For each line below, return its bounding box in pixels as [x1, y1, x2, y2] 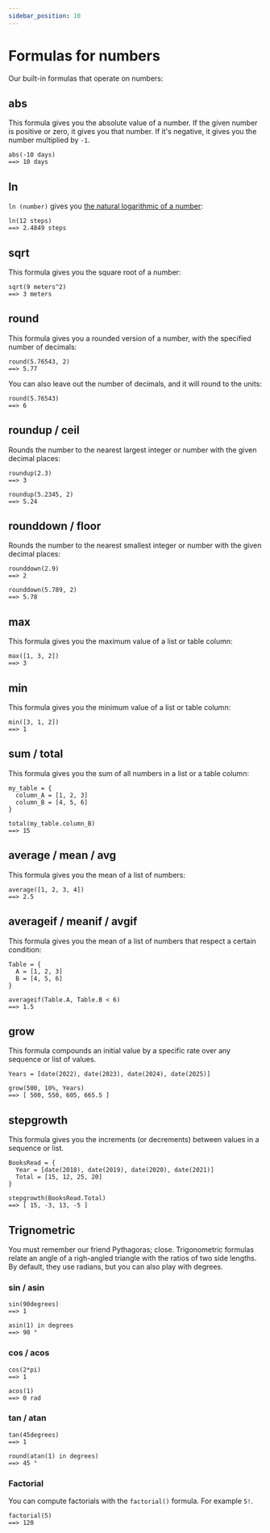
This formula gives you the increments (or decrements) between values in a [8, 1135, 260, 1144]
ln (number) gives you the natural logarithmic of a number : [8, 201, 204, 211]
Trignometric [8, 1223, 76, 1237]
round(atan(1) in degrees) [8, 1451, 99, 1460]
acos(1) [8, 1387, 35, 1395]
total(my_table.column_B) [8, 819, 95, 828]
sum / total [8, 747, 64, 761]
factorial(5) [8, 1512, 52, 1520]
